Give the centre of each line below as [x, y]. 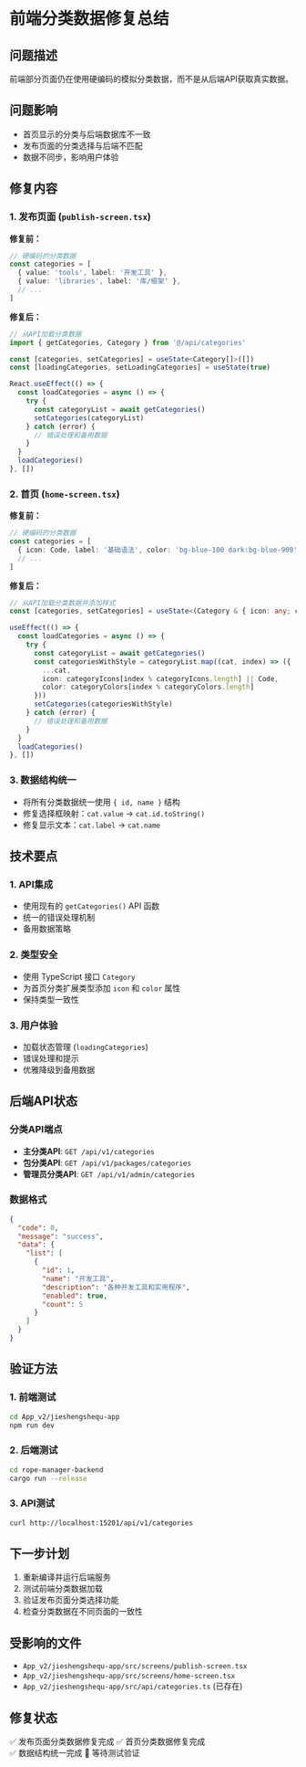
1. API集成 [31, 884]
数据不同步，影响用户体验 [71, 157]
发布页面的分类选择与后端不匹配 [82, 145]
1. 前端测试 [33, 1397]
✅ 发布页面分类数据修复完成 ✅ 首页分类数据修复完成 [107, 1741]
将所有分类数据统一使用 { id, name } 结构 [101, 802]
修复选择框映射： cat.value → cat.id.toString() [114, 813]
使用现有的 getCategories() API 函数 [91, 906]
